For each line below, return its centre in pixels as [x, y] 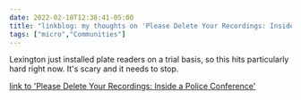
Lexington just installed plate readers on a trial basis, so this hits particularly [149, 60]
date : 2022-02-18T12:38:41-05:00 [72, 17]
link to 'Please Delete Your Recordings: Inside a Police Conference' [133, 87]
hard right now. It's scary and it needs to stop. [94, 69]
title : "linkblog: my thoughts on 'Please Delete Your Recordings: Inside [152, 26]
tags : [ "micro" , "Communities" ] [68, 34]
